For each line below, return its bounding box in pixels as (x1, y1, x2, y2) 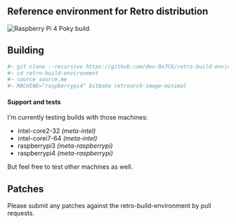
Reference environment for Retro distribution (7, 6, 209, 17)
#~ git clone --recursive (7, 63, 83, 70)
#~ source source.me (7, 76, 68, 83)
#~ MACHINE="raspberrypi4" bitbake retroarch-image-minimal (7, 83, 188, 90)
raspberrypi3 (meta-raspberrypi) (17, 141, 114, 150)
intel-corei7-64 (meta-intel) (17, 134, 98, 143)
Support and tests (7, 97, 61, 106)
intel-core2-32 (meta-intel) (17, 127, 96, 135)
